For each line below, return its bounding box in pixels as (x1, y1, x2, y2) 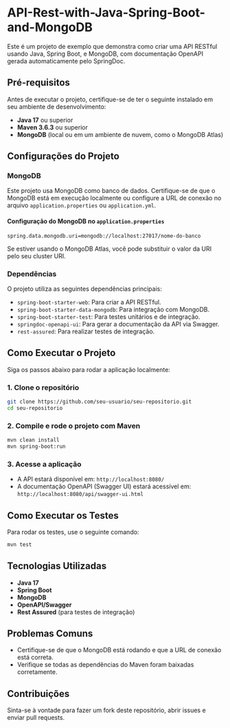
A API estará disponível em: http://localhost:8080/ (16, 475, 165, 483)
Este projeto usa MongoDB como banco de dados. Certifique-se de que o (7, 187, 216, 195)
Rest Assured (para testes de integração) (16, 607, 135, 616)
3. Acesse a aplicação (7, 459, 82, 469)
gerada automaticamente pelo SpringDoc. (7, 56, 126, 65)
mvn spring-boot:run (7, 443, 67, 450)
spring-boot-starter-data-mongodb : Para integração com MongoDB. (16, 305, 210, 313)
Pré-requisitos (7, 77, 71, 89)
